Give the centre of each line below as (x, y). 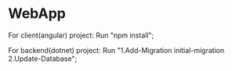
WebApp (37, 14)
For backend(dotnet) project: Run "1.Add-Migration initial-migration (116, 50)
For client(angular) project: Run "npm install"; (81, 35)
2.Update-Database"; (43, 59)
